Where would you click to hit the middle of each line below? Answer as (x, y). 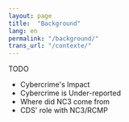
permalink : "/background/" (54, 38)
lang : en (23, 31)
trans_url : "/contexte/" (50, 46)
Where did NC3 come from (65, 102)
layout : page (30, 16)
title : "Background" (45, 23)
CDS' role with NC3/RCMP (64, 111)
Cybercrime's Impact (55, 85)
